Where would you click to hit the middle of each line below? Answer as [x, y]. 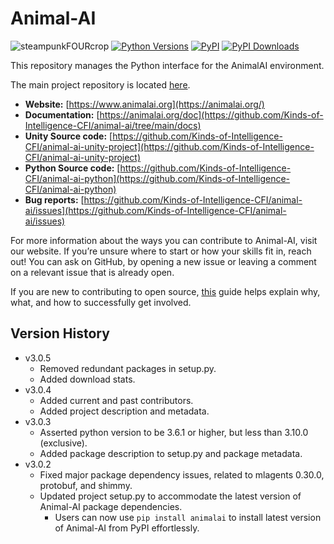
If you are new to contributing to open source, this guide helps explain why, [165, 291]
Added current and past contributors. [116, 400]
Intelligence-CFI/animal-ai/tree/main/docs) [113, 125]
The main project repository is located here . [100, 84]
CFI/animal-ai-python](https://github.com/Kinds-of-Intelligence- [157, 178]
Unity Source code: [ [68, 136]
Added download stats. [87, 379]
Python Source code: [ [72, 168]
